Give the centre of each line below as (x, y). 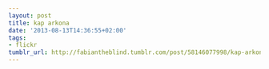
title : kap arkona (39, 23)
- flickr (23, 45)
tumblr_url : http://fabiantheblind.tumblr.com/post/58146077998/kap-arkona (137, 52)
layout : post (30, 15)
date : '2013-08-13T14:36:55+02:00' (68, 30)
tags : (17, 38)
